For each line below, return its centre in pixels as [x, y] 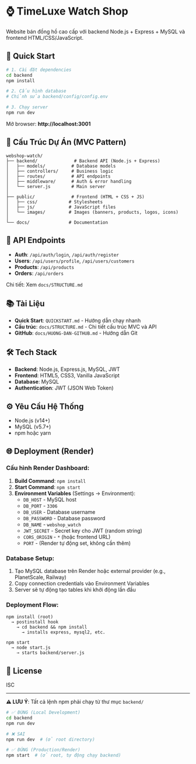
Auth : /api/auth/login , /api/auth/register [67, 254]
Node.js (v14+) [32, 420]
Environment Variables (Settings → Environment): [75, 493]
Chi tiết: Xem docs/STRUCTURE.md [44, 284]
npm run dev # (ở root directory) [50, 739]
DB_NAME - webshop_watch [52, 524]
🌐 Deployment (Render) [50, 451]
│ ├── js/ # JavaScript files [61, 207]
